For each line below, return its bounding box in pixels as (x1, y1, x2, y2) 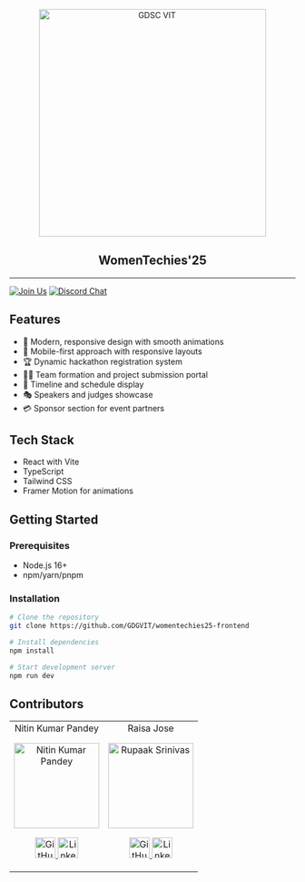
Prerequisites (9, 539, 70, 552)
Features (9, 312, 61, 328)
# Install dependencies (9, 638, 100, 647)
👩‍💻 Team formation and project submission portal (22, 369, 209, 380)
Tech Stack (9, 432, 74, 448)
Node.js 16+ (22, 560, 68, 571)
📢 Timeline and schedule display (22, 379, 144, 390)
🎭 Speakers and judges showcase (22, 389, 153, 400)
